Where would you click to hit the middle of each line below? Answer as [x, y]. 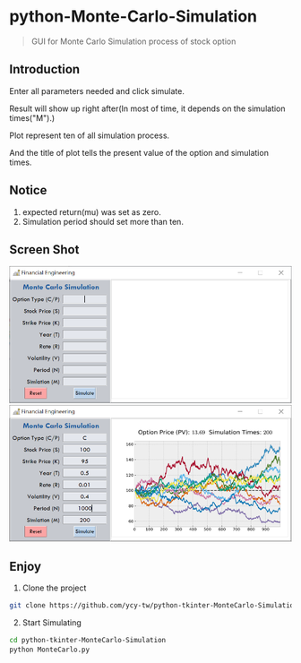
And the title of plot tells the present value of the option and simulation [139, 152]
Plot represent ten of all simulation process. [90, 135]
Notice [28, 190]
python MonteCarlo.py [50, 650]
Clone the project [54, 588]
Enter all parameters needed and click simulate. [97, 90]
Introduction [45, 69]
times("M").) [32, 117]
